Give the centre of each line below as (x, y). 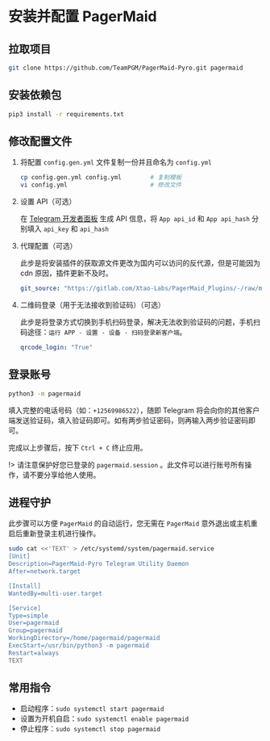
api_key (56, 230)
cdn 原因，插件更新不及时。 (66, 273)
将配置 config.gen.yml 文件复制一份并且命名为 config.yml (116, 162)
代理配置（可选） (48, 246)
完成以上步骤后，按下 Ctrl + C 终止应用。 (78, 447)
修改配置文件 (40, 141)
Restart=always (34, 653)
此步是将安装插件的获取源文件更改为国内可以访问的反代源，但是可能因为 (140, 263)
